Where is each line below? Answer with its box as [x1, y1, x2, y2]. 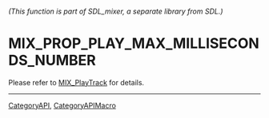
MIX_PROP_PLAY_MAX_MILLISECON [8, 34, 260, 52]
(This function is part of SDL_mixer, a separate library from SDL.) [8, 6, 223, 16]
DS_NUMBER [8, 51, 96, 69]
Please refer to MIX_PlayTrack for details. [8, 77, 145, 87]
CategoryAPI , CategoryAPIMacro [8, 100, 116, 110]
